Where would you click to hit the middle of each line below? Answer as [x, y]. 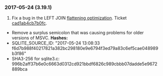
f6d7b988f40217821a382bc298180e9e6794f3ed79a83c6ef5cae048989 [85, 49]
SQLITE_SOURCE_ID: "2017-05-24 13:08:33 [56, 43]
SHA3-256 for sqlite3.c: [35, 59]
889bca [20, 69]
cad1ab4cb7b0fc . [29, 23]
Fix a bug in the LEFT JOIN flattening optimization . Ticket [69, 18]
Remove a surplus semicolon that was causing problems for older [78, 33]
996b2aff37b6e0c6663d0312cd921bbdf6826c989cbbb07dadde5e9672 [84, 64]
